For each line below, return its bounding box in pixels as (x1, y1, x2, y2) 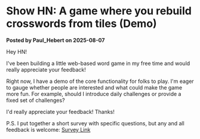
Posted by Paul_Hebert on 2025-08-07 (6, 36, 105, 44)
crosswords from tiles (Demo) (6, 17, 157, 30)
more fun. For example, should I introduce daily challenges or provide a (6, 90, 181, 97)
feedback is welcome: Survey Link (6, 126, 91, 133)
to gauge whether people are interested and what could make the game (6, 84, 183, 91)
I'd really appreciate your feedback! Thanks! (6, 108, 115, 115)
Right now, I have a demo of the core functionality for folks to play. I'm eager (6, 78, 194, 85)
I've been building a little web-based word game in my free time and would (6, 60, 190, 67)
